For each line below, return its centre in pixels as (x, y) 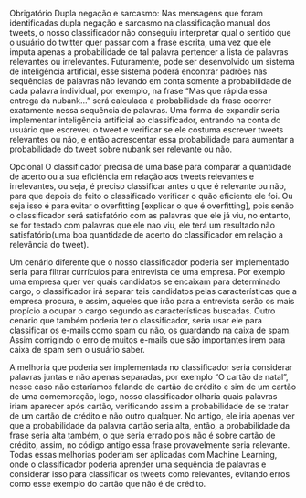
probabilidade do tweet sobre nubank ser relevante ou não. (121, 149)
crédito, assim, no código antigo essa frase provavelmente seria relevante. (150, 445)
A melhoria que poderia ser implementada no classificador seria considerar (151, 367)
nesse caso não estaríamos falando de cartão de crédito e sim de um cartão (153, 387)
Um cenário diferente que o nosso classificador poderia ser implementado (149, 262)
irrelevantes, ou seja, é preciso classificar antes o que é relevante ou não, (148, 186)
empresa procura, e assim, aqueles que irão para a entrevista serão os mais (152, 301)
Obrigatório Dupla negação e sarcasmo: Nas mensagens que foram (136, 13)
